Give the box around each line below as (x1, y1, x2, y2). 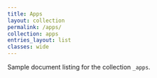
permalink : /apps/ (7, 23, 62, 30)
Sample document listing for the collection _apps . (7, 63, 151, 71)
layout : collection (7, 17, 65, 24)
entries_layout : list (7, 37, 72, 44)
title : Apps (7, 10, 43, 18)
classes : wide (7, 43, 50, 50)
